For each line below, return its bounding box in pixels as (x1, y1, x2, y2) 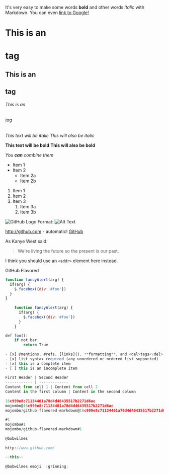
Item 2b (20, 178, 36, 184)
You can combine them (5, 152, 54, 158)
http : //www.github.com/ (5, 445, 55, 450)
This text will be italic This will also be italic (5, 132, 95, 138)
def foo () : (5, 333, 28, 338)
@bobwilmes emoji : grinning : (5, 464, 69, 469)
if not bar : (14, 338, 39, 343)
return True (23, 342, 49, 348)
